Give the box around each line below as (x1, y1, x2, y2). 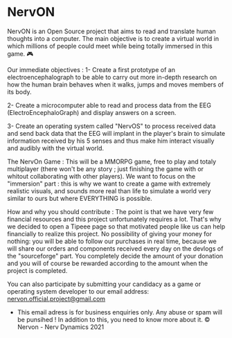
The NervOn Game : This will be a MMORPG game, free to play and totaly (7, 157, 217, 166)
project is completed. (7, 266, 68, 274)
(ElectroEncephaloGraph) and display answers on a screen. (7, 108, 177, 116)
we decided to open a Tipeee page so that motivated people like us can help (7, 222, 226, 231)
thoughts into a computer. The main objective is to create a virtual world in (7, 34, 220, 42)
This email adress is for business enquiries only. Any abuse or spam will (17, 308, 223, 316)
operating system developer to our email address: (7, 287, 150, 295)
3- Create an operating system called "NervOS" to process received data (7, 122, 216, 130)
